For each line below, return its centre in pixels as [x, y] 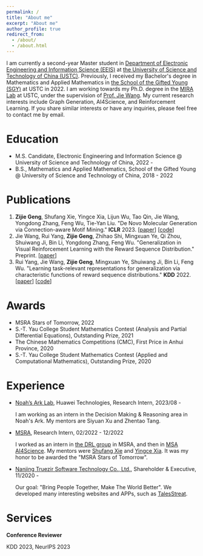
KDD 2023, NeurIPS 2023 [38, 546]
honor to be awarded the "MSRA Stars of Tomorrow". [82, 457]
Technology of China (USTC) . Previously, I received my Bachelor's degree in [101, 76]
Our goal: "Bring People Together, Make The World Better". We [93, 487]
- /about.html [29, 46]
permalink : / [23, 12]
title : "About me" [29, 18]
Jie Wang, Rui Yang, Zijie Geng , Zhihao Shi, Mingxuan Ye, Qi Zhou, [98, 236]
